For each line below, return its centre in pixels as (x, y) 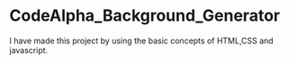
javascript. (29, 50)
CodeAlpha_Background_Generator (145, 16)
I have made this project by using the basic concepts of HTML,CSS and (141, 41)
